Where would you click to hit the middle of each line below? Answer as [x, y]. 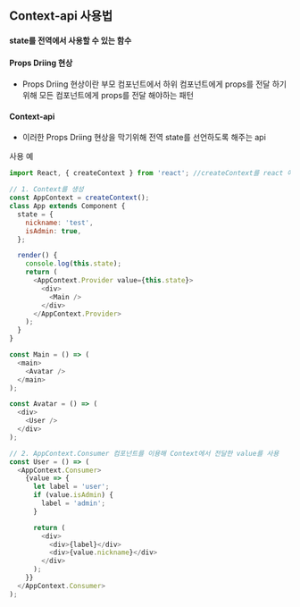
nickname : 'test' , [59, 223]
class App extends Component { [67, 207]
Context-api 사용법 [61, 16]
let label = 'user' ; [71, 487]
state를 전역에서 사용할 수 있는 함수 [71, 40]
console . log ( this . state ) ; [74, 264]
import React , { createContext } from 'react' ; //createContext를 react [146, 173]
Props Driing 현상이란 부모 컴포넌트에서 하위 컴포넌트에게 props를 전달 [146, 84]
